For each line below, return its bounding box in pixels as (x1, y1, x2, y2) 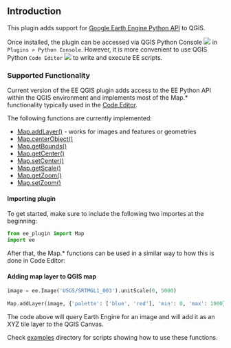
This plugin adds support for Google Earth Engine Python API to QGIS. (7, 23, 206, 32)
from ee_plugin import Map (7, 230, 85, 237)
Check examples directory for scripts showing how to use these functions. (7, 333, 218, 341)
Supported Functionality (7, 70, 91, 80)
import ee (7, 237, 36, 243)
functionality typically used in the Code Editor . (7, 101, 137, 109)
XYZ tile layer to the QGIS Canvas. (7, 320, 104, 328)
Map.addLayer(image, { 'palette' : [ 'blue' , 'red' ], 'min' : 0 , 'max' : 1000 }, (7, 301, 229, 307)
